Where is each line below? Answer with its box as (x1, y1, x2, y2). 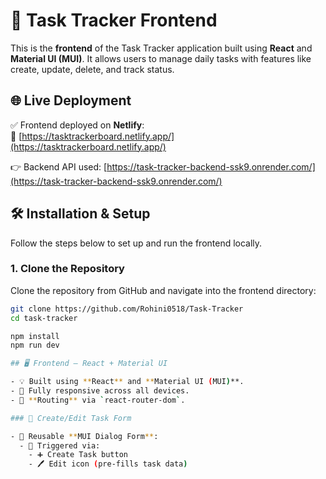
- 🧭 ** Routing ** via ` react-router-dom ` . (10, 395, 186, 405)
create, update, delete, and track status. (10, 63, 175, 75)
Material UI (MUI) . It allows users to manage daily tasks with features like (10, 52, 312, 64)
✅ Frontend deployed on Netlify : (10, 119, 145, 131)
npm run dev (10, 340, 60, 351)
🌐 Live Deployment (10, 92, 132, 109)
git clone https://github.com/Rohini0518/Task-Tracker (10, 304, 244, 314)
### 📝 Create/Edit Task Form (10, 413, 132, 423)
